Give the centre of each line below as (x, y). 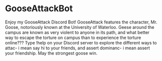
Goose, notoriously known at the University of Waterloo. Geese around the (80, 27)
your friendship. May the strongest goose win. (51, 53)
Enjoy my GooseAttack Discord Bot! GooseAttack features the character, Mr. (81, 22)
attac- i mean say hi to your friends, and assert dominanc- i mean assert (78, 48)
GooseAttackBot (39, 9)
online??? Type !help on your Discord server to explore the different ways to (81, 42)
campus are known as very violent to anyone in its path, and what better (77, 32)
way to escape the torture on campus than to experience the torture (73, 38)
